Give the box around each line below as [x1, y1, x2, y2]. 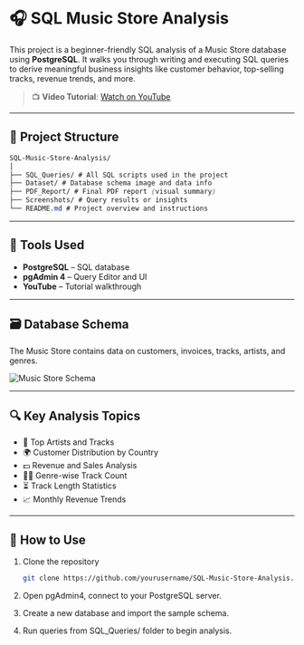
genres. [9, 355, 38, 366]
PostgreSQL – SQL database [22, 261, 130, 273]
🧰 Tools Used [9, 237, 85, 253]
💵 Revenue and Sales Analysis [22, 460, 138, 471]
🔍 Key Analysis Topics [9, 408, 141, 423]
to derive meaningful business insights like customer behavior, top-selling [9, 63, 285, 74]
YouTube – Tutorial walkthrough [22, 281, 142, 292]
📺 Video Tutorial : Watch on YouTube [31, 91, 171, 101]
